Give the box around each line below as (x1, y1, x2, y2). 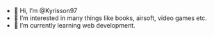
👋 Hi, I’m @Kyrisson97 (13, 7, 78, 15)
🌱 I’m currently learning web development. (13, 21, 135, 29)
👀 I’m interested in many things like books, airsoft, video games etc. (13, 14, 207, 22)
